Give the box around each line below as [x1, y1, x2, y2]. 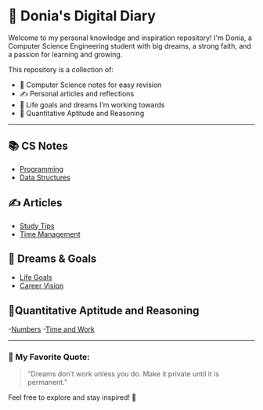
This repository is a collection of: [8, 64, 114, 74]
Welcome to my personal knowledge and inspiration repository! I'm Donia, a [8, 33, 253, 42]
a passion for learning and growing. [8, 49, 123, 59]
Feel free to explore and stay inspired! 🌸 [8, 393, 137, 402]
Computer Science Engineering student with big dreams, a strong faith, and [8, 41, 252, 50]
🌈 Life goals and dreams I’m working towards [19, 100, 165, 109]
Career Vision [19, 281, 64, 291]
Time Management [19, 229, 81, 238]
